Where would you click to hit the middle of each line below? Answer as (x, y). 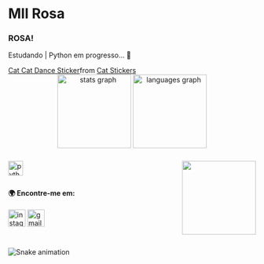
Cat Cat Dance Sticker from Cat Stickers (72, 71)
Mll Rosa (37, 14)
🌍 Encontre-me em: (42, 193)
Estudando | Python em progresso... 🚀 (70, 55)
